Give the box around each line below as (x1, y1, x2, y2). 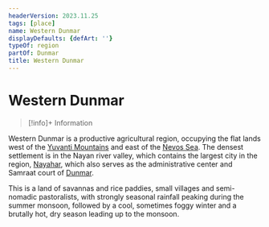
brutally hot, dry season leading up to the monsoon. (8, 208, 180, 218)
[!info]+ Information (27, 118, 93, 127)
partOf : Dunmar (8, 49, 59, 57)
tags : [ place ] (8, 19, 56, 27)
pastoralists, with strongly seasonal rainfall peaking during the (39, 192, 244, 201)
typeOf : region (8, 42, 59, 50)
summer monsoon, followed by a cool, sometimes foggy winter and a (8, 200, 237, 210)
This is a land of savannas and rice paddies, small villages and (8, 183, 214, 193)
